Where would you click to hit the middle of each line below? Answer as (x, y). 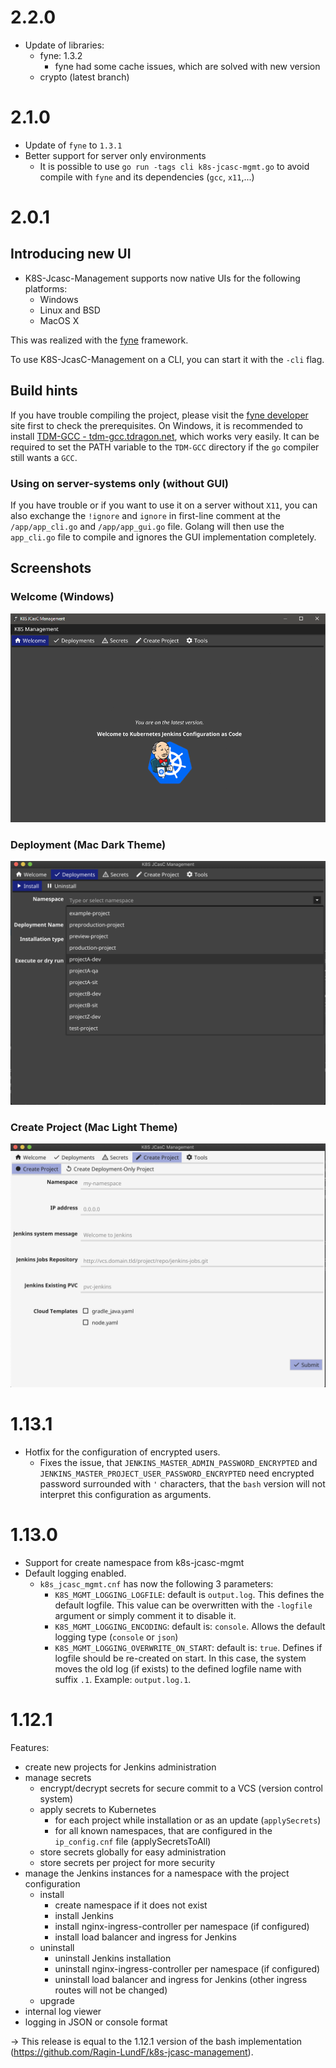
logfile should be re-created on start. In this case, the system (180, 1658)
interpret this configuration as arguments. (125, 1495)
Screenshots (51, 568)
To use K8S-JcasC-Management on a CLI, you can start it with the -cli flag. (167, 359)
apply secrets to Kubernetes (98, 1810)
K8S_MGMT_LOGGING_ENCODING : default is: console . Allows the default (190, 1627)
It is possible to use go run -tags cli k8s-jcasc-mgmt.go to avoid (174, 166)
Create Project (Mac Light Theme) (94, 1128)
